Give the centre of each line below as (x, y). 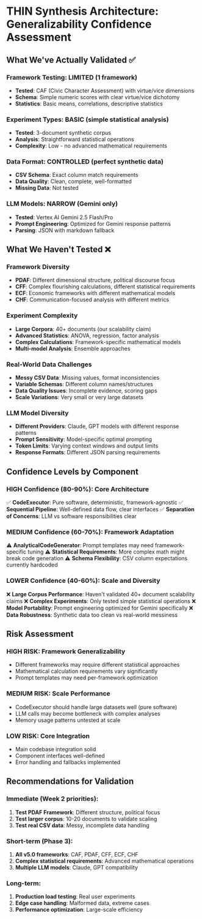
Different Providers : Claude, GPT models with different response (97, 426)
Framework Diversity (38, 267)
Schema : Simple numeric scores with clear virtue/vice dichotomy (97, 97)
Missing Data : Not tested (47, 188)
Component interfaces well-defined (60, 756)
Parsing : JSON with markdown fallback (65, 230)
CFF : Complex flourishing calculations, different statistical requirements (105, 287)
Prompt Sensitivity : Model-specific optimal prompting (84, 440)
